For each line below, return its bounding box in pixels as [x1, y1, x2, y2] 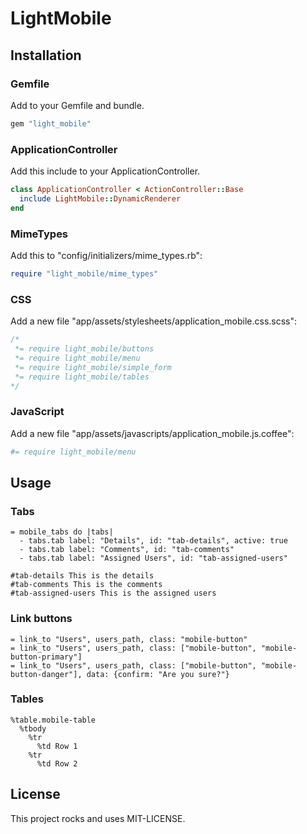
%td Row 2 [36, 758, 78, 769]
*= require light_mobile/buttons [14, 344, 155, 354]
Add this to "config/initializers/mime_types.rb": [10, 249, 203, 261]
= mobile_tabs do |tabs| [10, 527, 114, 537]
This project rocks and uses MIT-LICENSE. [10, 812, 186, 824]
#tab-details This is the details [10, 571, 155, 581]
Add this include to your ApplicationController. [10, 165, 201, 177]
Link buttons [10, 612, 73, 626]
